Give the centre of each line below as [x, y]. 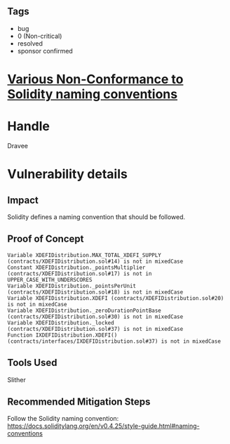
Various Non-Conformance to [95, 79]
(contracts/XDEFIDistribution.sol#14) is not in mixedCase [95, 261]
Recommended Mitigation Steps [79, 401]
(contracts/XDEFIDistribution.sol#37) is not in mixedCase [95, 329]
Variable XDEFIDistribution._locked [61, 322]
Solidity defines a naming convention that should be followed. [96, 216]
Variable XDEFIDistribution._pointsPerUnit [72, 286]
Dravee [18, 145]
